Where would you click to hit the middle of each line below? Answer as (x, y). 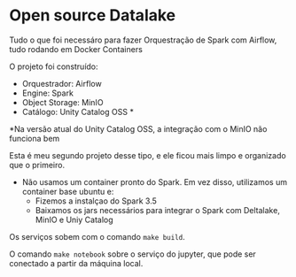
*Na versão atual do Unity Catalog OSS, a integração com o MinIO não (138, 128)
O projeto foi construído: (54, 66)
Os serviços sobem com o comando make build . (97, 236)
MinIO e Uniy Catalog (74, 219)
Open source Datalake (93, 15)
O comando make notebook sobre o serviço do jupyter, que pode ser (133, 254)
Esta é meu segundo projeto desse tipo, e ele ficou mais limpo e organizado (148, 155)
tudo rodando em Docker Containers (76, 49)
